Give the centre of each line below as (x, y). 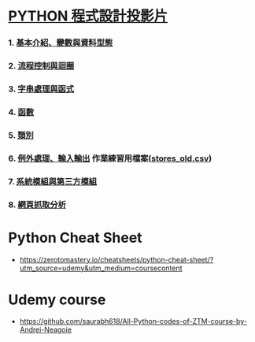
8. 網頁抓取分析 (37, 204)
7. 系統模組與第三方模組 (52, 181)
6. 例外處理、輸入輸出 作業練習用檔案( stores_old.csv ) (110, 158)
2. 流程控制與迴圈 (41, 66)
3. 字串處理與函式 (41, 89)
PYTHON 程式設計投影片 (88, 16)
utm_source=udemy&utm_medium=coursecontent (101, 268)
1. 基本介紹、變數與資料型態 (61, 43)
